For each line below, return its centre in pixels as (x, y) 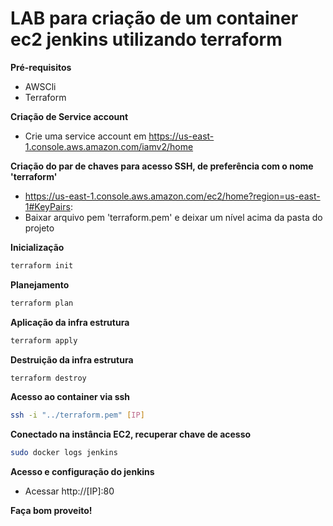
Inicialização (37, 247)
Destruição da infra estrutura (72, 359)
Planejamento (40, 284)
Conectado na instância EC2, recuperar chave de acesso (131, 434)
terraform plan (42, 303)
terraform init (42, 265)
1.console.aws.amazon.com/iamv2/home (109, 146)
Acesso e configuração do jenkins (82, 472)
